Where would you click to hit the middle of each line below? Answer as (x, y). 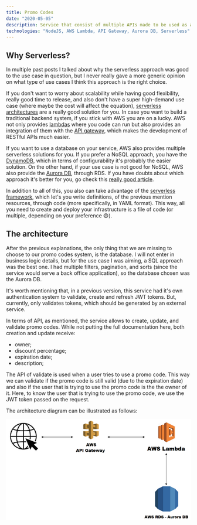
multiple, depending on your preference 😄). (59, 216)
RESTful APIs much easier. (38, 137)
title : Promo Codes (30, 12)
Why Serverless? (38, 55)
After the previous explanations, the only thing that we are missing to (89, 248)
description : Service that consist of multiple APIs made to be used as (97, 25)
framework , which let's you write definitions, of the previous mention (89, 197)
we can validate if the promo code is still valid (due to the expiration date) (95, 380)
